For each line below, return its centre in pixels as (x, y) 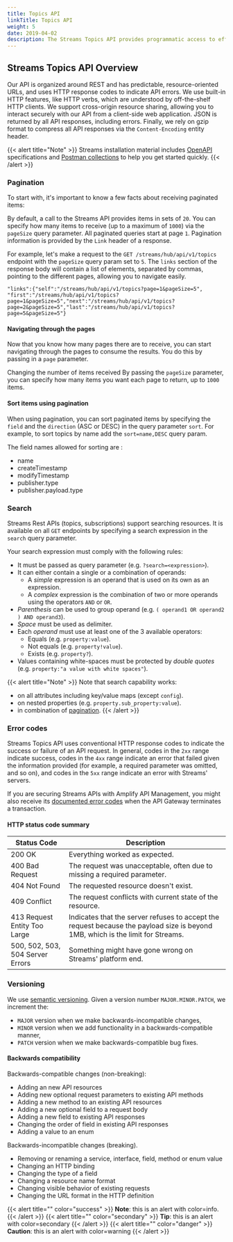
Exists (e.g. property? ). (60, 653)
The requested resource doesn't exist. (131, 886)
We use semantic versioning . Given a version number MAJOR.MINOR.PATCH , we (116, 999)
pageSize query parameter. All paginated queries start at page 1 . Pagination (114, 233)
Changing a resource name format (66, 1181)
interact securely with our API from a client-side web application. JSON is (112, 114)
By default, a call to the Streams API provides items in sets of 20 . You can (112, 218)
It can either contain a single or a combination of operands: (102, 572)
